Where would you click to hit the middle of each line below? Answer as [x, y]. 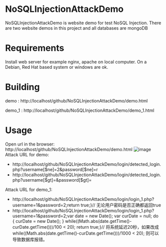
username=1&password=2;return [46, 205]
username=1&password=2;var [43, 216]
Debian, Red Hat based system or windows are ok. [57, 67]
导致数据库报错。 [30, 239]
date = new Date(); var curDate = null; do [117, 216]
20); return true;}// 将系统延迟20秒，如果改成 [113, 227]
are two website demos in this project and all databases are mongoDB [77, 28]
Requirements [35, 48]
